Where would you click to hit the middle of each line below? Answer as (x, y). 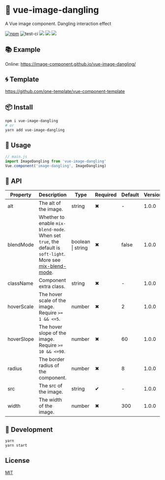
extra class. (52, 286)
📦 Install (19, 107)
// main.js (16, 156)
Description (53, 195)
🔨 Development (29, 429)
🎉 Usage (18, 145)
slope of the (52, 333)
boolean (81, 242)
